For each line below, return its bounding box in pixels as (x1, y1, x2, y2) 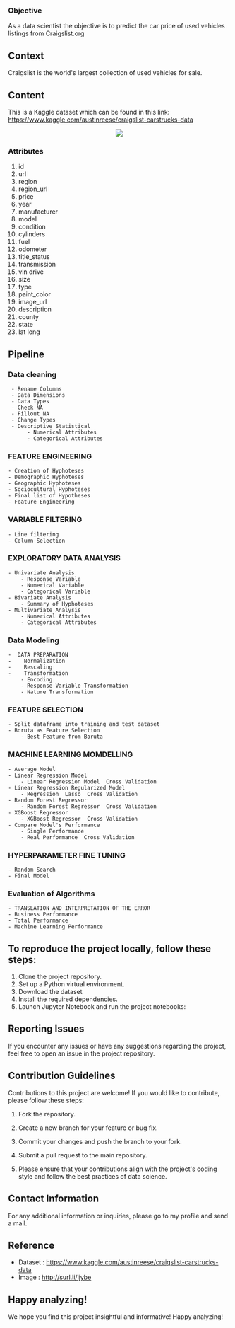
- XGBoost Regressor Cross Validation (20, 815, 138, 822)
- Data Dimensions (11, 391, 66, 398)
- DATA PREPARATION (8, 652, 69, 659)
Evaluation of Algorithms (8, 889, 95, 899)
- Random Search (8, 866, 56, 873)
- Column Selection (8, 537, 66, 544)
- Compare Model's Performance (8, 821, 100, 828)
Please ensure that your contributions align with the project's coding (18, 1165, 217, 1173)
